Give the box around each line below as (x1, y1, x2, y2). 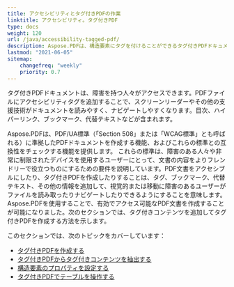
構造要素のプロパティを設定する (17, 263, 109, 272)
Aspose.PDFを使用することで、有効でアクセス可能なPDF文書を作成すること (7, 199, 225, 208)
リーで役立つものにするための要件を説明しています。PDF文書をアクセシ (13, 164, 219, 173)
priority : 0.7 (19, 68, 61, 75)
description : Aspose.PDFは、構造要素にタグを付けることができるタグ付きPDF (7, 42, 208, 49)
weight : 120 (7, 29, 42, 37)
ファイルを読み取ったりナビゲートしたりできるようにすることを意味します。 (7, 190, 226, 199)
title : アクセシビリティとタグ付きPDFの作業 (7, 10, 121, 17)
